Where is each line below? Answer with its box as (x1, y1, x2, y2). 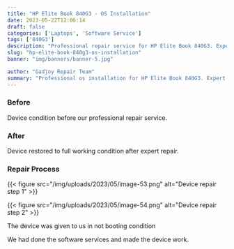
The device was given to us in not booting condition (7, 222, 156, 230)
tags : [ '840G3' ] (7, 36, 54, 43)
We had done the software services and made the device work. (7, 235, 189, 244)
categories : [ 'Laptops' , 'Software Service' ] (7, 29, 141, 37)
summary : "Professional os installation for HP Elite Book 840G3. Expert (7, 75, 226, 82)
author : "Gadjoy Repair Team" (7, 68, 95, 75)
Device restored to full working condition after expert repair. (7, 147, 179, 156)
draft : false (7, 23, 45, 30)
